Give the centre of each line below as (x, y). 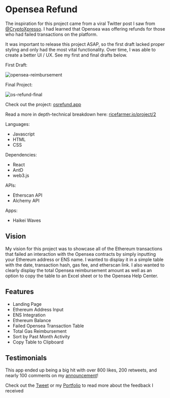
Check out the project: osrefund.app (43, 104)
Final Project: (19, 85)
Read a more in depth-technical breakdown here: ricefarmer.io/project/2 (81, 114)
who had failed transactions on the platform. (52, 34)
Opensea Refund (41, 9)
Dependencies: (21, 154)
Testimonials (26, 358)
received (14, 391)
